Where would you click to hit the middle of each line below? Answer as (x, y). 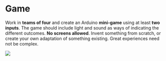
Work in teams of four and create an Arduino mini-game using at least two (82, 22)
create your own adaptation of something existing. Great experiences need (82, 38)
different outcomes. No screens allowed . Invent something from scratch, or (83, 33)
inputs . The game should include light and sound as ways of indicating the (82, 27)
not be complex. (22, 43)
